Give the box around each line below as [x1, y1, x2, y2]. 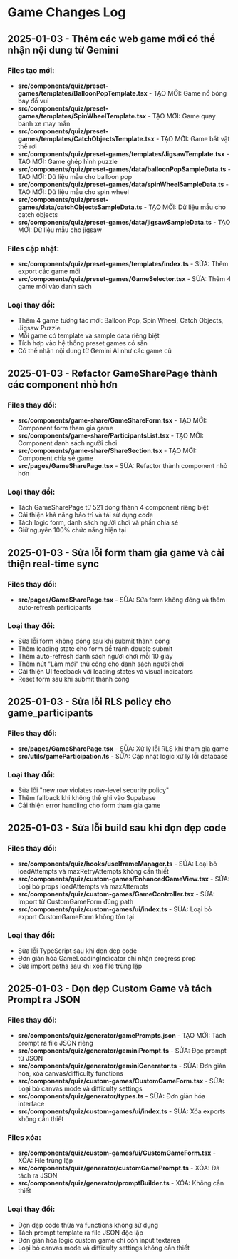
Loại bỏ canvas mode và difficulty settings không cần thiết [17, 1243, 190, 1252]
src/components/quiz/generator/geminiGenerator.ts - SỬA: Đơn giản [17, 1061, 227, 1071]
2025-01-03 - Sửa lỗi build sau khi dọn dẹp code [7, 821, 227, 834]
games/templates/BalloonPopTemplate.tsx [17, 89, 148, 97]
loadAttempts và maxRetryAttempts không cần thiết [17, 867, 170, 876]
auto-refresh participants [17, 603, 92, 612]
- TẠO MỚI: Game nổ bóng [148, 89, 227, 97]
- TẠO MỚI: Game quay [148, 111, 216, 120]
